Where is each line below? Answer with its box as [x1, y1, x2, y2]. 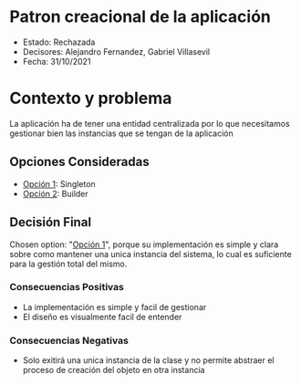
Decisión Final [9, 214, 92, 230]
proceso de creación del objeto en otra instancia [22, 365, 205, 376]
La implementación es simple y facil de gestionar [22, 301, 207, 312]
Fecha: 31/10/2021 [22, 56, 91, 67]
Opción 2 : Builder [22, 188, 88, 199]
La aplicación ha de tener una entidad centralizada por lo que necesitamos [9, 118, 290, 129]
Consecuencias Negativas [9, 334, 130, 347]
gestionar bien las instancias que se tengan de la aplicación [9, 128, 234, 139]
